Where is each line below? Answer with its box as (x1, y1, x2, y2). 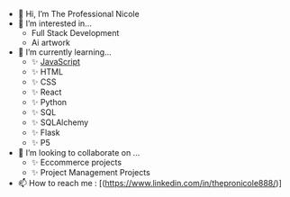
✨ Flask (31, 127, 60, 138)
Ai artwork (31, 37, 70, 48)
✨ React (31, 86, 62, 97)
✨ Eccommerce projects (31, 157, 122, 167)
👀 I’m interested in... (17, 18, 92, 29)
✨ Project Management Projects (31, 167, 150, 177)
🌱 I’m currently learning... (17, 47, 112, 58)
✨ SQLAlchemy (31, 117, 89, 128)
